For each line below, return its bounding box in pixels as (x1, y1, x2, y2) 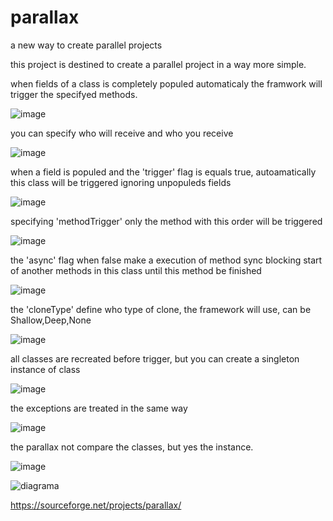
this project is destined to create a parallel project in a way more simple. (10, 58, 307, 70)
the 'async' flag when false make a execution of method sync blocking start (10, 254, 323, 266)
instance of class (10, 363, 81, 375)
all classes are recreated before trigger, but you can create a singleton (10, 352, 300, 365)
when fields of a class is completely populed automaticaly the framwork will (10, 77, 323, 90)
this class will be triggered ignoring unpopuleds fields (10, 176, 232, 188)
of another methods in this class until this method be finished (10, 264, 262, 276)
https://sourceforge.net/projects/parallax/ (10, 499, 182, 511)
